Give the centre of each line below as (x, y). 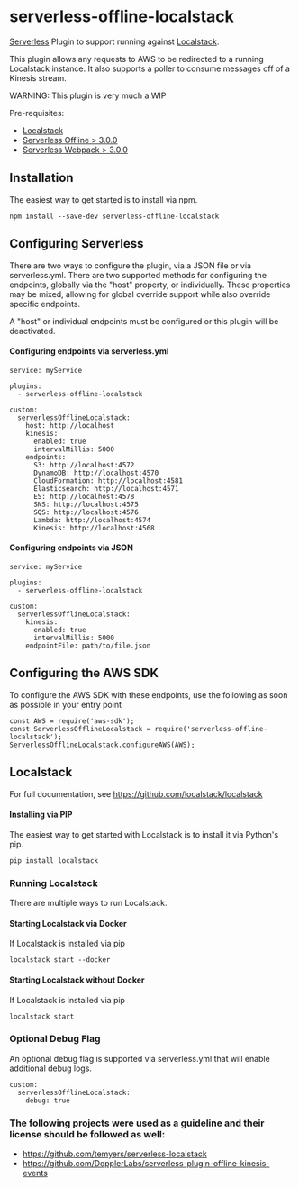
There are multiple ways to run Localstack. (88, 903)
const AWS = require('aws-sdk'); (72, 721)
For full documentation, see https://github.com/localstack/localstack (136, 793)
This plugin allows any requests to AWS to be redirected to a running (136, 59)
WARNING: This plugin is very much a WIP (88, 95)
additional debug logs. (51, 1068)
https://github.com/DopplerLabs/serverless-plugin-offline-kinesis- (146, 1164)
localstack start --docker (60, 960)
